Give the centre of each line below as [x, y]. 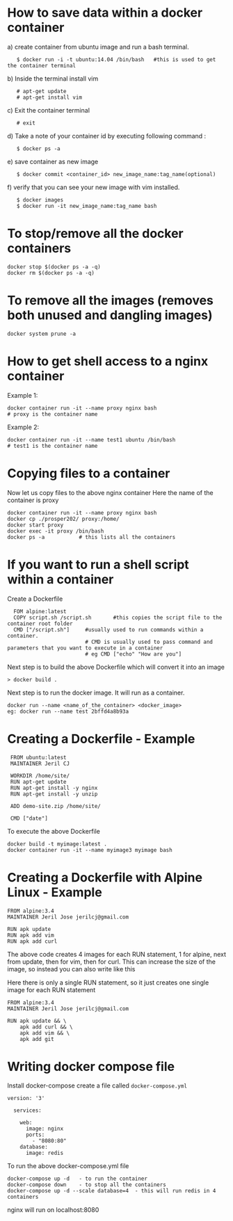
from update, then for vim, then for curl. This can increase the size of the [111, 962]
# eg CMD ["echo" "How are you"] [133, 654]
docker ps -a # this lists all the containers [91, 537]
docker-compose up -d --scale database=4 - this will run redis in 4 [112, 1191]
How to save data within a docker [105, 13]
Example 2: [23, 427]
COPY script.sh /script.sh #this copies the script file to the [118, 617]
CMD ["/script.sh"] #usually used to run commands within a [109, 630]
